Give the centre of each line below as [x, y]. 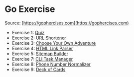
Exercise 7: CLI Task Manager [42, 59]
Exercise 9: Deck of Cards [39, 69]
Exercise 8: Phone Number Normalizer [51, 64]
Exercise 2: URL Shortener [39, 38]
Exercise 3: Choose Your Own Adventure [54, 43]
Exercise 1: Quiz [28, 32]
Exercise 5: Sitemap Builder [40, 54]
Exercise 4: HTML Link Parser [42, 48]
